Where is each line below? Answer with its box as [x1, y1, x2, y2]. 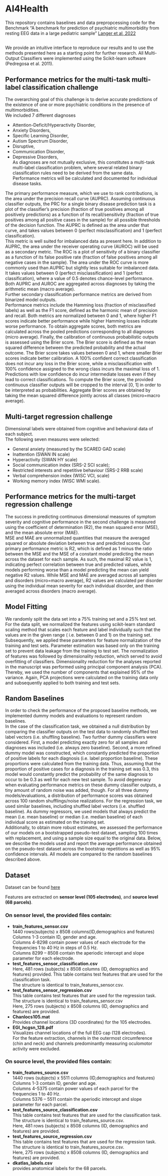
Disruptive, [12, 143, 35, 149]
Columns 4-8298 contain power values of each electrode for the [12, 939, 146, 945]
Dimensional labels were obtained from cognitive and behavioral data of [5, 425, 153, 431]
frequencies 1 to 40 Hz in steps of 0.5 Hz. [12, 945, 98, 951]
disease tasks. [12, 181, 42, 187]
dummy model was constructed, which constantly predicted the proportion [5, 750, 159, 756]
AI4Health [5, 3, 48, 15]
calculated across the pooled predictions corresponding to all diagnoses [5, 329, 154, 335]
